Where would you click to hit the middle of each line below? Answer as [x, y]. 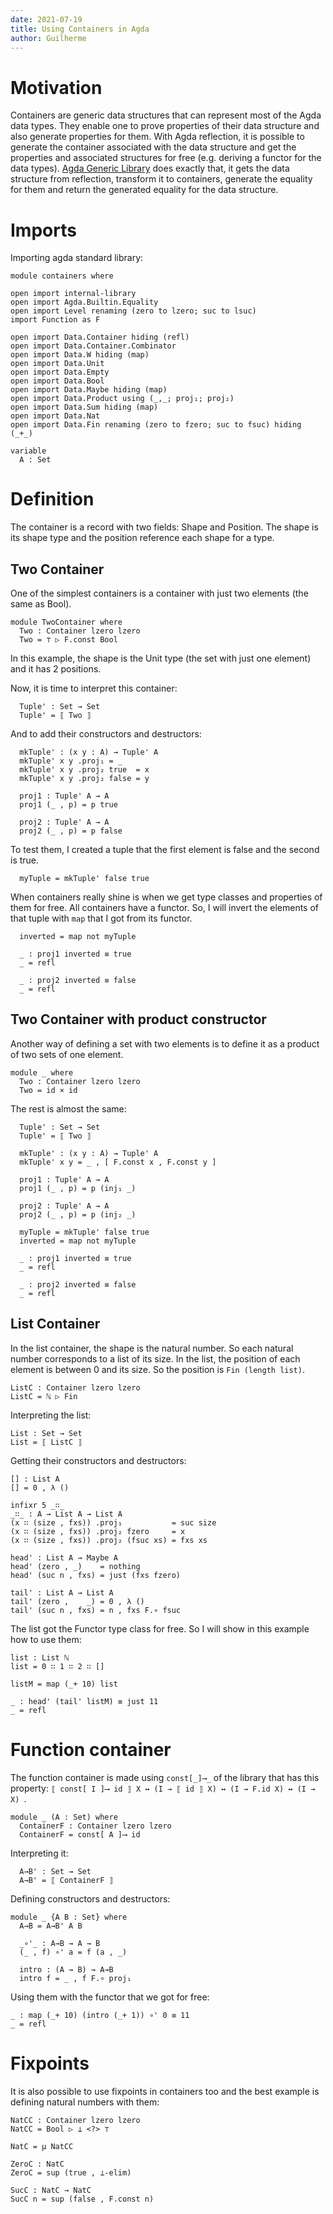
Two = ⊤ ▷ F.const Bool [68, 640]
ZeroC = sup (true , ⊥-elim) [71, 2172]
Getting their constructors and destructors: [98, 1460]
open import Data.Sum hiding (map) [84, 407]
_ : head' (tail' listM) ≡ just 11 [84, 1701]
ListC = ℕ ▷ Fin [44, 1396]
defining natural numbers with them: [85, 2102]
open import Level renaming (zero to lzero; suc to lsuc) [133, 311]
